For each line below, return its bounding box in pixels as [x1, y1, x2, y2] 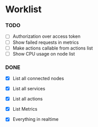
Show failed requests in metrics [12, 39, 79, 45]
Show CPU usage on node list [12, 50, 75, 57]
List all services [12, 86, 46, 92]
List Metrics [12, 106, 38, 112]
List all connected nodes [12, 75, 64, 82]
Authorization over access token [12, 33, 81, 39]
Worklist [5, 4, 42, 15]
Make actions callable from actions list [12, 45, 93, 51]
